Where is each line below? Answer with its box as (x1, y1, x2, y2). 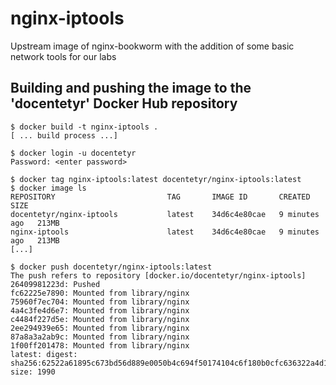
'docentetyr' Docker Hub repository (10, 95, 238, 112)
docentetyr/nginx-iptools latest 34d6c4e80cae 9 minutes (10, 209, 320, 219)
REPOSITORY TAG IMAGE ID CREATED (10, 192, 311, 202)
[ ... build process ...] (10, 130, 118, 141)
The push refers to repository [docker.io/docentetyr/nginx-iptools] (10, 270, 307, 281)
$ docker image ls (10, 183, 87, 193)
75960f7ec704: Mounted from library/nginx (10, 297, 190, 307)
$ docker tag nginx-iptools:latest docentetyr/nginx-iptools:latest (10, 174, 302, 184)
